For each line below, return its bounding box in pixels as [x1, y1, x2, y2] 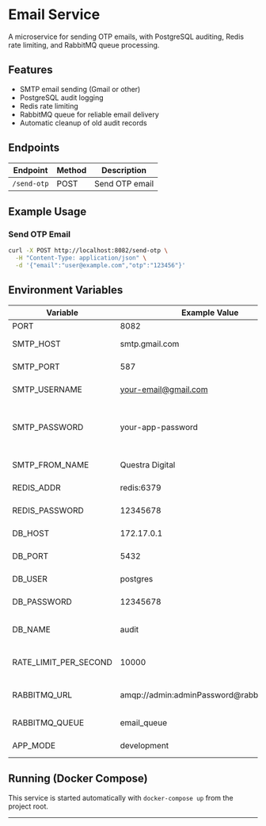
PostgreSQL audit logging [19, 93, 104, 102]
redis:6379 [120, 482, 161, 493]
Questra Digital [120, 459, 176, 470]
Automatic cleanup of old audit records [19, 117, 148, 128]
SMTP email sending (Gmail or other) [19, 84, 141, 94]
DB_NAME [12, 624, 51, 635]
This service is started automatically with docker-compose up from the [8, 793, 234, 802]
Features [8, 63, 53, 77]
